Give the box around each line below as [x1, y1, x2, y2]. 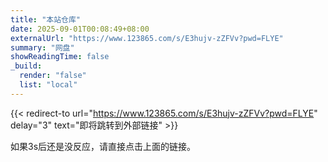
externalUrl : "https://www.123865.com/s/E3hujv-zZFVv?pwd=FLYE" [10, 33, 284, 43]
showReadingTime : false [10, 52, 110, 62]
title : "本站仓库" [10, 14, 82, 25]
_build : [10, 61, 43, 71]
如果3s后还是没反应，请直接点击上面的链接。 [10, 140, 197, 152]
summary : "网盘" [10, 42, 75, 53]
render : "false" [19, 71, 87, 81]
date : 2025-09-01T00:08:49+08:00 [10, 24, 150, 34]
